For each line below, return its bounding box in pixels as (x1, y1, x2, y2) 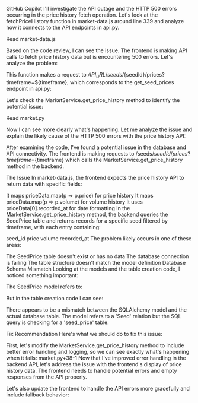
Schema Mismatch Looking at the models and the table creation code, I (6, 265, 180, 272)
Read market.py (6, 114, 45, 121)
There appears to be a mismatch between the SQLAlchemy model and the (6, 306, 187, 313)
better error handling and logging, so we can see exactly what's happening (6, 348, 190, 355)
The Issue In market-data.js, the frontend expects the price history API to (6, 174, 184, 181)
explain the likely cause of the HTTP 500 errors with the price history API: (6, 132, 186, 139)
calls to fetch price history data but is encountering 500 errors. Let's (6, 53, 173, 60)
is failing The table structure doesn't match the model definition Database (6, 259, 186, 266)
